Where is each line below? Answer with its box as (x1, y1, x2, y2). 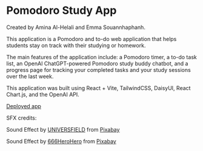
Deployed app (6, 102, 41, 109)
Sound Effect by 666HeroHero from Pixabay (6, 137, 116, 145)
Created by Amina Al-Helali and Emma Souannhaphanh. (6, 24, 145, 31)
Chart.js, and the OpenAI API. (6, 91, 80, 98)
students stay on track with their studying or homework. (6, 42, 146, 49)
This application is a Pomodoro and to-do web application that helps (6, 35, 177, 42)
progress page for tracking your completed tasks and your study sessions (6, 66, 191, 73)
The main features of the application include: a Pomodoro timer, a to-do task (6, 53, 197, 60)
